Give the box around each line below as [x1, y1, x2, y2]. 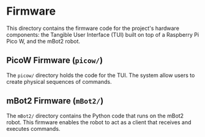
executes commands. [6, 125, 61, 132]
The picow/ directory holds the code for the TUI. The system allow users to [6, 72, 195, 79]
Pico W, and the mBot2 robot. [6, 37, 81, 45]
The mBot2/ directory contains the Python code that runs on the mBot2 [6, 112, 184, 119]
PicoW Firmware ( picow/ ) [6, 55, 103, 65]
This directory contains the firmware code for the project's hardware [6, 24, 179, 32]
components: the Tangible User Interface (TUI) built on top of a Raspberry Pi [6, 31, 199, 38]
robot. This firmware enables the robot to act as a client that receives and [6, 118, 192, 126]
